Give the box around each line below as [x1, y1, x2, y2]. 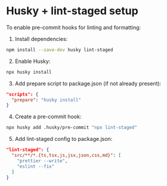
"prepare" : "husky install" [11, 97, 82, 103]
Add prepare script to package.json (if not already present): [14, 80, 162, 87]
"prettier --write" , [17, 157, 68, 164]
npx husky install [6, 69, 52, 75]
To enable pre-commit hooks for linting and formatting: [6, 24, 141, 31]
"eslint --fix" [17, 163, 55, 169]
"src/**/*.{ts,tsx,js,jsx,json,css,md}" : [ [11, 153, 121, 159]
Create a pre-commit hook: [14, 113, 82, 120]
